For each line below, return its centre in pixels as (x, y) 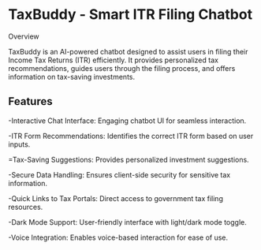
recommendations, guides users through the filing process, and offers (122, 68)
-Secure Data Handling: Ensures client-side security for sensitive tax (119, 174)
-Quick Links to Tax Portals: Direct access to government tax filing (116, 198)
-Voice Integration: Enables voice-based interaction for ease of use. (118, 237)
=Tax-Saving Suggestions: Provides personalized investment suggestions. (129, 159)
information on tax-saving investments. (72, 76)
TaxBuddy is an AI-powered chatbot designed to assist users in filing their (128, 51)
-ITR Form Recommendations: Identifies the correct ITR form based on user (131, 136)
